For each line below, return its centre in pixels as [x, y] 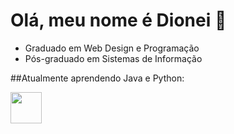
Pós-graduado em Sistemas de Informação [113, 58]
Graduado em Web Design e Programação [112, 48]
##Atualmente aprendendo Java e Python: [97, 78]
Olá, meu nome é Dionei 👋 [118, 20]
